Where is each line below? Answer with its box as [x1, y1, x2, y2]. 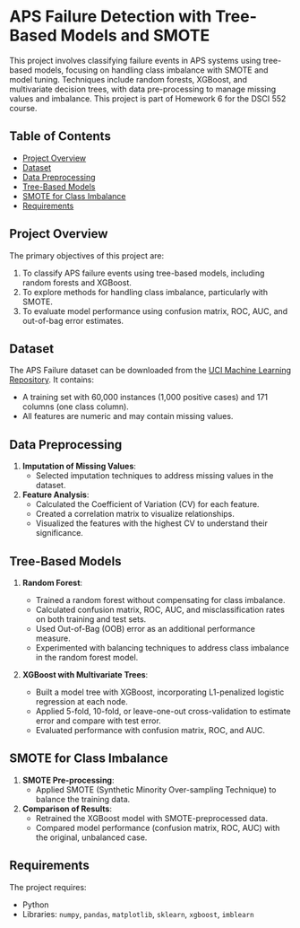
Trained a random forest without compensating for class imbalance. [35, 595, 286, 605]
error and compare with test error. [35, 715, 161, 726]
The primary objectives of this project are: [9, 250, 165, 261]
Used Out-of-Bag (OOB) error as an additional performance [35, 624, 255, 634]
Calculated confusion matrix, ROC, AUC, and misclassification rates [35, 604, 285, 615]
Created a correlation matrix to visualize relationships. [35, 509, 236, 520]
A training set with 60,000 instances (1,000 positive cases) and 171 [21, 392, 269, 403]
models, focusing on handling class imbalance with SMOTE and [34, 65, 269, 75]
